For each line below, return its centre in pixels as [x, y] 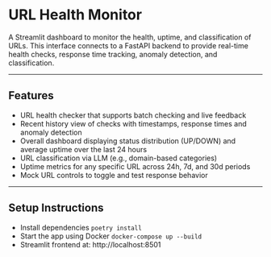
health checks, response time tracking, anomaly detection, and [113, 54]
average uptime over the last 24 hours [83, 149]
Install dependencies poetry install [81, 227]
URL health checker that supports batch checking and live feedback [133, 115]
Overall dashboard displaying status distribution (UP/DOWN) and [128, 141]
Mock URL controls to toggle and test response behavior [114, 175]
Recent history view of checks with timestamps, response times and [133, 123]
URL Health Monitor [75, 15]
